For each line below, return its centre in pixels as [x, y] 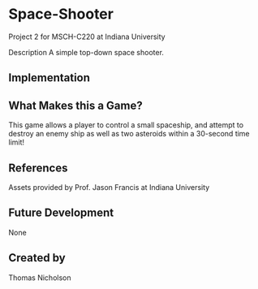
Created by [37, 258]
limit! [17, 142]
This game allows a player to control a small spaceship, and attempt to [126, 125]
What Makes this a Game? [76, 105]
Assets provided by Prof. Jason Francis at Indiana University [109, 187]
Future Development [61, 213]
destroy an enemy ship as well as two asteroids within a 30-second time [129, 134]
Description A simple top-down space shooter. [86, 52]
